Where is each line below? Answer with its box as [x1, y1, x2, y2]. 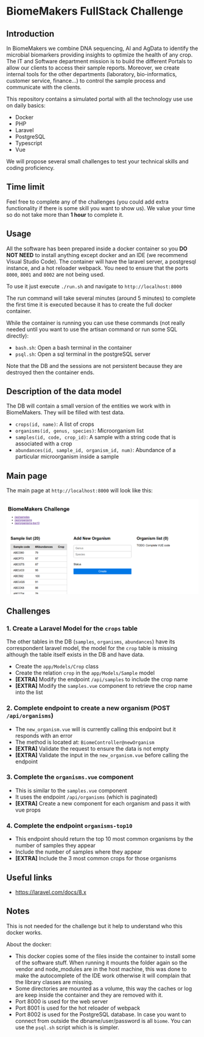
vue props [15, 806, 41, 813]
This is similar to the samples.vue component [15, 787, 127, 794]
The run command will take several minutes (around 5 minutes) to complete [6, 294, 196, 302]
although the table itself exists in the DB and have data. [6, 651, 145, 659]
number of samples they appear [15, 842, 96, 849]
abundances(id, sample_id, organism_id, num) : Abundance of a [15, 447, 176, 454]
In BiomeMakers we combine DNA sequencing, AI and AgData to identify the [6, 44, 199, 52]
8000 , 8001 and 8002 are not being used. [6, 271, 105, 278]
